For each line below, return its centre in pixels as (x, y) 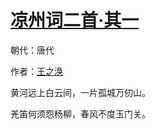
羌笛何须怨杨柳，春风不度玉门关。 (80, 113)
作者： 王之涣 (36, 71)
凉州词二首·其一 (75, 20)
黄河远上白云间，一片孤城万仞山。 (80, 92)
